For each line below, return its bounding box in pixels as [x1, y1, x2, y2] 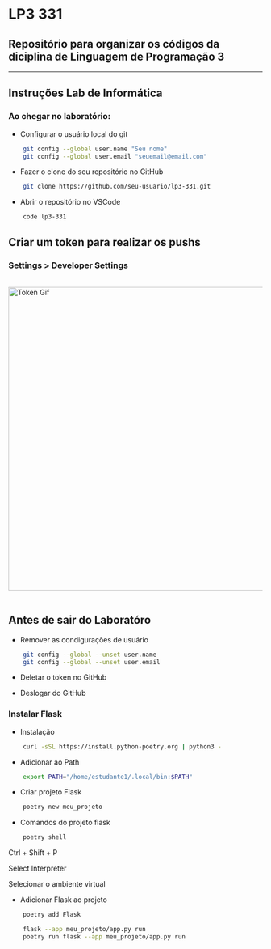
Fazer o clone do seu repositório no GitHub [19, 167, 164, 176]
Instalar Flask [8, 709, 63, 720]
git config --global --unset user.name [23, 650, 157, 659]
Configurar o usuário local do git [19, 129, 128, 138]
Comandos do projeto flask [19, 818, 110, 828]
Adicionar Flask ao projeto [19, 895, 107, 905]
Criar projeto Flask [19, 787, 82, 797]
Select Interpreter [8, 863, 67, 874]
